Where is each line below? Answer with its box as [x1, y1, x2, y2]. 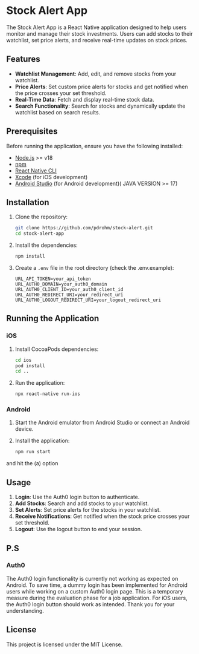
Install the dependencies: [14, 241, 78, 249]
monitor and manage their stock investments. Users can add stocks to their [6, 30, 193, 37]
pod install [14, 362, 45, 369]
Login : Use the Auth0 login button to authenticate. [14, 494, 140, 501]
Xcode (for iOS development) [14, 173, 88, 180]
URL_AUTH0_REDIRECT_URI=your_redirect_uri [14, 292, 124, 298]
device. [14, 425, 34, 433]
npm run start [14, 449, 51, 455]
